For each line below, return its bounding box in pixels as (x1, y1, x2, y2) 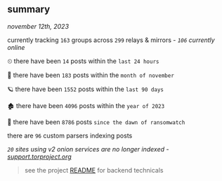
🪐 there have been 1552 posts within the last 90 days (7, 85, 164, 93)
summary (7, 4, 51, 15)
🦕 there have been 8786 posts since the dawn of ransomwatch (7, 117, 185, 126)
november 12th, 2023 (7, 22, 69, 30)
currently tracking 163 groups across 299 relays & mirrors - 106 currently (7, 36, 216, 44)
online (7, 43, 25, 51)
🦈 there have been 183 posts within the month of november (7, 71, 174, 79)
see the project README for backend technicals (24, 166, 164, 174)
